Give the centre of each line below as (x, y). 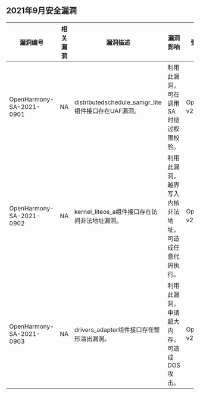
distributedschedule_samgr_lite (118, 102)
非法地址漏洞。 (101, 221)
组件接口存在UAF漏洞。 (107, 111)
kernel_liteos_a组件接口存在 (113, 212)
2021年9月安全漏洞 (42, 11)
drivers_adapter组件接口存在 (114, 329)
